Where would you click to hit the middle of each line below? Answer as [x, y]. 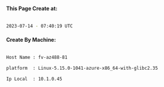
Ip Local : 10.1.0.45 [34, 79]
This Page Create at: [32, 8]
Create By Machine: [31, 39]
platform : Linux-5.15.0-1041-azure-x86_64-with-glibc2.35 [82, 69]
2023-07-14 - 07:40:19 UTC [40, 26]
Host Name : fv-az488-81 [37, 58]
